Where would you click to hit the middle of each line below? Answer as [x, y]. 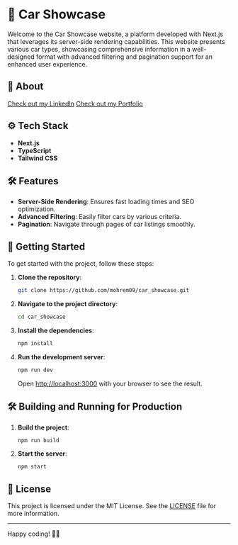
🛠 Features [33, 181]
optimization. [36, 209]
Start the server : [42, 454]
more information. [33, 514]
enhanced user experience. [47, 64]
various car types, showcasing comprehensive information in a [99, 49]
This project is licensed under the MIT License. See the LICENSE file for [112, 506]
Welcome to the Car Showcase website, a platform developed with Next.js [115, 34]
